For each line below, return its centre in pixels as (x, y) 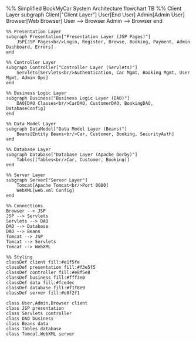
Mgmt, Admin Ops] (27, 78)
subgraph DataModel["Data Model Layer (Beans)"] (67, 129)
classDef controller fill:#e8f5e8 (48, 272)
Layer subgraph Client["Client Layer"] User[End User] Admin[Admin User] (95, 15)
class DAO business (30, 319)
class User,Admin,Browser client (47, 303)
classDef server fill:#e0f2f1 (43, 293)
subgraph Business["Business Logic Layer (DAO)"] (68, 98)
